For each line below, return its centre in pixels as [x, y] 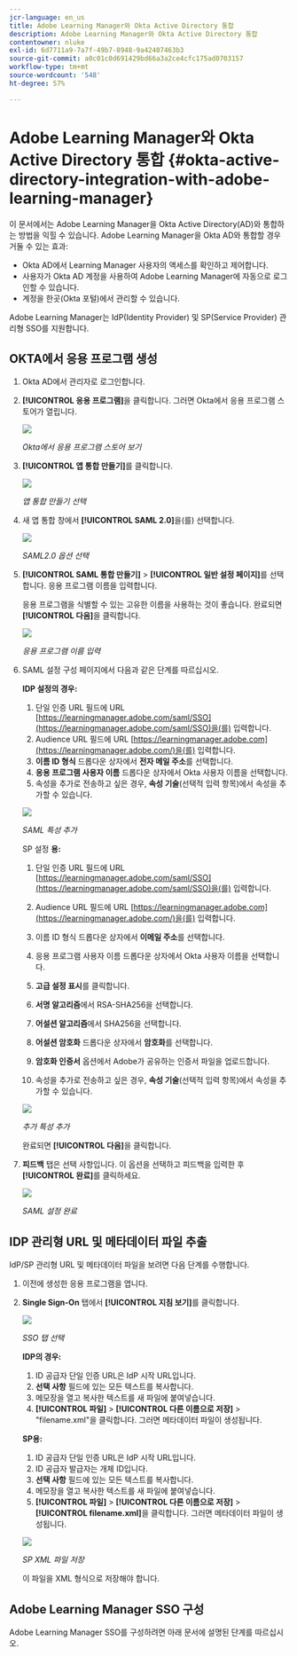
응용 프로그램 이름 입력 [61, 651]
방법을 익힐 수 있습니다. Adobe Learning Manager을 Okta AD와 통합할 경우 [149, 235]
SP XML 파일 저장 [53, 1560]
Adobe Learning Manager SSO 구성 [107, 1609]
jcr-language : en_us [47, 17]
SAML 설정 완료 [50, 1211]
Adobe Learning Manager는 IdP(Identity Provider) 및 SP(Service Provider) [143, 317]
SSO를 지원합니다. [57, 328]
